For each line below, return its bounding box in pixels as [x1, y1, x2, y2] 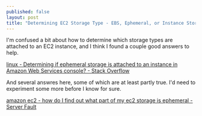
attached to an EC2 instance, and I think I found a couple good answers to [6, 43, 189, 50]
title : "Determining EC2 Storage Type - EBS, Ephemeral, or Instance [6, 20, 185, 26]
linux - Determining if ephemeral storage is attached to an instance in [6, 61, 178, 68]
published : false [6, 8, 50, 15]
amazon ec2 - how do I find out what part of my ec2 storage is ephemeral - [6, 97, 194, 104]
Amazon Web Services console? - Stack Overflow [6, 67, 130, 75]
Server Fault [6, 103, 37, 111]
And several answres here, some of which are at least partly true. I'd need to [6, 79, 196, 86]
